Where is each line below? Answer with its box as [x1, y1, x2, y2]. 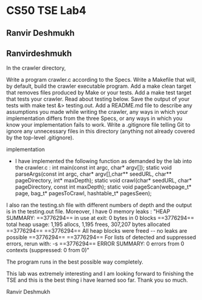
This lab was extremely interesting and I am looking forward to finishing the [6, 270, 194, 278]
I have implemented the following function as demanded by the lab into [15, 158, 192, 165]
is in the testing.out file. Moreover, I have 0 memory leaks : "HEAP [6, 208, 171, 215]
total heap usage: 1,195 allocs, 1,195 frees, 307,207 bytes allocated [6, 221, 171, 228]
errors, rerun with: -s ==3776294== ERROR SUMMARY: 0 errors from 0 [6, 240, 184, 247]
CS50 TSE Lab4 [6, 4, 86, 18]
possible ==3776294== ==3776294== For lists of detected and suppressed [6, 234, 197, 241]
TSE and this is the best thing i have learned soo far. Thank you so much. [6, 276, 189, 284]
